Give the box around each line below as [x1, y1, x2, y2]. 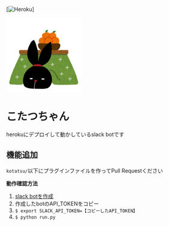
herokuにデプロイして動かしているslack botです [6, 131, 125, 138]
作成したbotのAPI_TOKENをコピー [14, 200, 99, 207]
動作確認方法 [6, 180, 38, 187]
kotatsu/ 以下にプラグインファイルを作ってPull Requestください [6, 167, 164, 174]
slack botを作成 [14, 192, 54, 200]
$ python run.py [14, 214, 56, 220]
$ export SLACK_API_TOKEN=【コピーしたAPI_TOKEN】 [14, 207, 138, 214]
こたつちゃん [6, 110, 70, 123]
